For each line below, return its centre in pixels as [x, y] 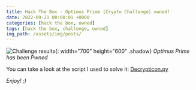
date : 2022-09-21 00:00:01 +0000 [48, 17]
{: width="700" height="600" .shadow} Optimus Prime [122, 51]
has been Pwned [27, 58]
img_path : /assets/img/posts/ [44, 34]
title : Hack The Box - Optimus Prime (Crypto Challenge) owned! [88, 12]
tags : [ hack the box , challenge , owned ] [58, 28]
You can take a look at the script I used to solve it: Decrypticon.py [88, 69]
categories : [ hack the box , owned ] [51, 23]
